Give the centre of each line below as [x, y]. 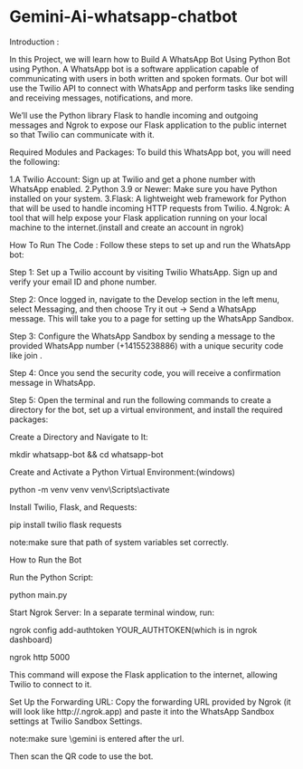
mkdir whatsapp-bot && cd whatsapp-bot [87, 454]
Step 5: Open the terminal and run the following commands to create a [140, 399]
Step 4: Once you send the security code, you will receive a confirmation [145, 372]
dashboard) [31, 639]
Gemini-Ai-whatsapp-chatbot [123, 17]
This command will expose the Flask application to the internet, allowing [143, 674]
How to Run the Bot [46, 560]
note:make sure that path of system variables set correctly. [119, 542]
